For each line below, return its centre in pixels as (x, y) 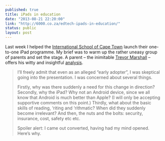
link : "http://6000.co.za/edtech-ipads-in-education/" (63, 23)
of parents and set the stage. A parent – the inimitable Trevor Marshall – (78, 57)
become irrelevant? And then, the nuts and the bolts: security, (80, 113)
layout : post (19, 33)
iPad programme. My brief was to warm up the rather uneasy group (89, 52)
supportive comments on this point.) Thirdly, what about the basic (84, 103)
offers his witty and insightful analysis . (44, 63)
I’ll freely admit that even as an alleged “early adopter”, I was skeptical (88, 72)
